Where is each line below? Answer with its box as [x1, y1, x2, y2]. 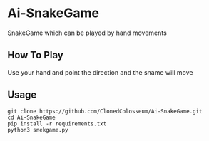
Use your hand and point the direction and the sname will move [7, 68, 193, 76]
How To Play [7, 49, 64, 61]
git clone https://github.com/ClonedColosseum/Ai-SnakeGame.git [7, 108, 203, 115]
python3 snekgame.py [7, 126, 69, 133]
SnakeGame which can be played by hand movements [7, 28, 168, 37]
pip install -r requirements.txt [7, 120, 107, 127]
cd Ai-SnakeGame [7, 114, 56, 121]
